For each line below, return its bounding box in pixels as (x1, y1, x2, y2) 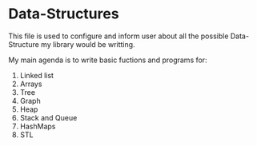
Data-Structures (8, 5, 119, 23)
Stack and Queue (19, 112, 78, 122)
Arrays (19, 79, 42, 89)
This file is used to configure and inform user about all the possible (8, 31, 229, 41)
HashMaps (19, 121, 56, 131)
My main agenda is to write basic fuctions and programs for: (8, 55, 207, 65)
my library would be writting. (41, 39, 135, 49)
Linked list (19, 70, 54, 80)
